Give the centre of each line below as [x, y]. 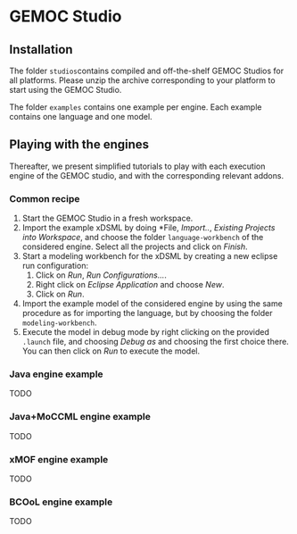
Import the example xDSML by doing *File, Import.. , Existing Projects [148, 228]
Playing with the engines [79, 145]
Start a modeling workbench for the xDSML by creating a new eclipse [150, 256]
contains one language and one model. [81, 117]
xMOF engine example [59, 459]
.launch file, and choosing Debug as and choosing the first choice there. [156, 342]
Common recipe [45, 198]
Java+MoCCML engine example [80, 417]
